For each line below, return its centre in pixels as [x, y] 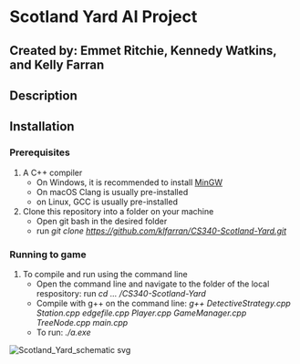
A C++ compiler [52, 172]
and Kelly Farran [57, 64]
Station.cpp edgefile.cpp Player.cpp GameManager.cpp [141, 313]
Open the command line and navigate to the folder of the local [153, 284]
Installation [42, 126]
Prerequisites [40, 152]
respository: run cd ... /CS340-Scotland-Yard [121, 293]
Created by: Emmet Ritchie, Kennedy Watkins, [143, 51]
